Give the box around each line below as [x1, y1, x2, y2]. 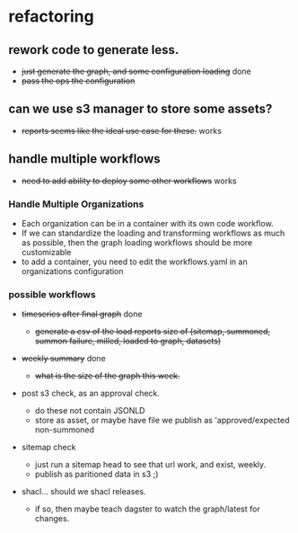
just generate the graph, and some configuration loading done [21, 66, 252, 76]
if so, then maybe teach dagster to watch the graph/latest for [34, 503, 261, 514]
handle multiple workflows [8, 151, 161, 167]
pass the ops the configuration [21, 76, 136, 86]
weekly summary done [21, 353, 107, 364]
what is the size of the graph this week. [34, 370, 180, 381]
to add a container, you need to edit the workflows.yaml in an [21, 256, 248, 267]
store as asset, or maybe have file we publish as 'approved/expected [34, 415, 290, 426]
